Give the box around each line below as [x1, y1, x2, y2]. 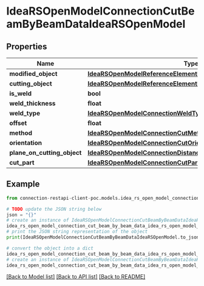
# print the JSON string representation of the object [6, 229, 148, 235]
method [9, 129, 32, 137]
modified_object [9, 70, 58, 78]
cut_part [9, 158, 35, 166]
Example [6, 179, 40, 189]
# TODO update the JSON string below [6, 206, 102, 212]
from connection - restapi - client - [6, 195, 91, 201]
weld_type [9, 109, 41, 117]
